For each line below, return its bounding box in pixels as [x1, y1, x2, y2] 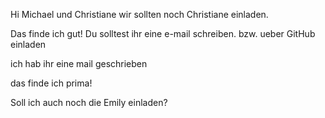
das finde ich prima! [10, 77, 93, 89]
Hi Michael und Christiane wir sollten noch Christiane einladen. [10, 9, 269, 20]
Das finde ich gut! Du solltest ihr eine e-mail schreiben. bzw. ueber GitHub [10, 28, 316, 39]
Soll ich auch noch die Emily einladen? [10, 97, 168, 108]
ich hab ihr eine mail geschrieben [10, 58, 148, 69]
